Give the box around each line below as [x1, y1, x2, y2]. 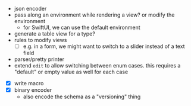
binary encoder [14, 86, 52, 94]
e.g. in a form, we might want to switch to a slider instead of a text [23, 43, 185, 50]
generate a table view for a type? [14, 30, 96, 37]
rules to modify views [14, 37, 67, 43]
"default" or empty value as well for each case [14, 68, 129, 76]
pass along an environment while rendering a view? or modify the [14, 11, 175, 18]
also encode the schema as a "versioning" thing [23, 93, 141, 100]
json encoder [14, 5, 47, 12]
